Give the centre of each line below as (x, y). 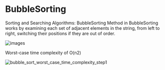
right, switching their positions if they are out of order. (60, 33)
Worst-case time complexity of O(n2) (43, 53)
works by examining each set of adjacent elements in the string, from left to (82, 28)
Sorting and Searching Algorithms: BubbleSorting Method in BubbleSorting (82, 23)
